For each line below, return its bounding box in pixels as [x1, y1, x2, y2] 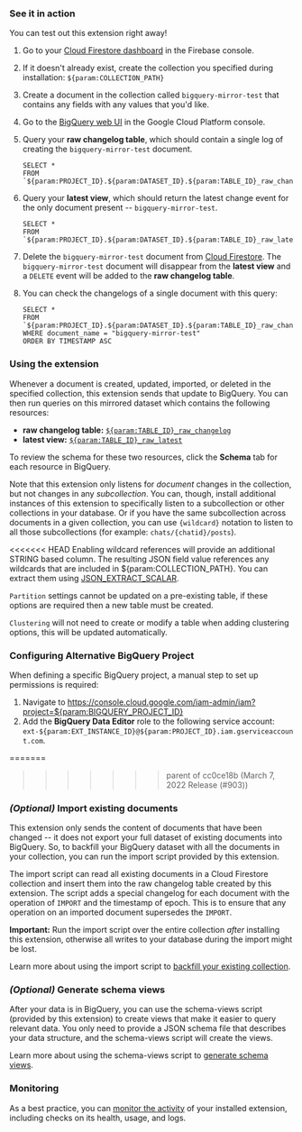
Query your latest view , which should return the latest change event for [22, 193, 289, 204]
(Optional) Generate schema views [9, 983, 165, 996]
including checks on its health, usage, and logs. [9, 1112, 187, 1123]
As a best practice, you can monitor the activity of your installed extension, [9, 1102, 288, 1113]
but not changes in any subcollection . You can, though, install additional [9, 488, 277, 498]
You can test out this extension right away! [9, 28, 168, 39]
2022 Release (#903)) [166, 779, 249, 790]
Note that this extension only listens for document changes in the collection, [9, 479, 292, 489]
